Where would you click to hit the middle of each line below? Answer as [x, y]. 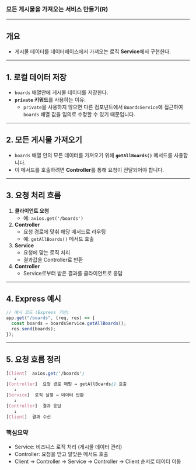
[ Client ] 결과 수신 [29, 417]
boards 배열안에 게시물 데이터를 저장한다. [61, 92]
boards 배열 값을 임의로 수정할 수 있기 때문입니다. [79, 114]
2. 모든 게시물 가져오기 [44, 140]
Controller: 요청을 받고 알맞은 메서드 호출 [62, 454]
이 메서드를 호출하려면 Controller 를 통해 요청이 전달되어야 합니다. [89, 170]
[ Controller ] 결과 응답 [34, 406]
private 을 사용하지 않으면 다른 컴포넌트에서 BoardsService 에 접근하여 [103, 107]
